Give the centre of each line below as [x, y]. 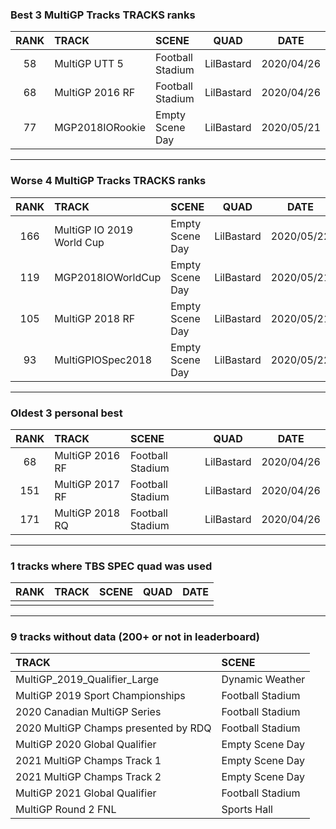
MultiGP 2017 [87, 484]
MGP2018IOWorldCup [108, 277]
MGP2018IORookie [100, 128]
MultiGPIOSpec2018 [103, 360]
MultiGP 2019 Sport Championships [100, 696]
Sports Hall [247, 810]
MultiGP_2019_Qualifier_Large [87, 680]
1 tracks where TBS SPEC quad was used [111, 566]
